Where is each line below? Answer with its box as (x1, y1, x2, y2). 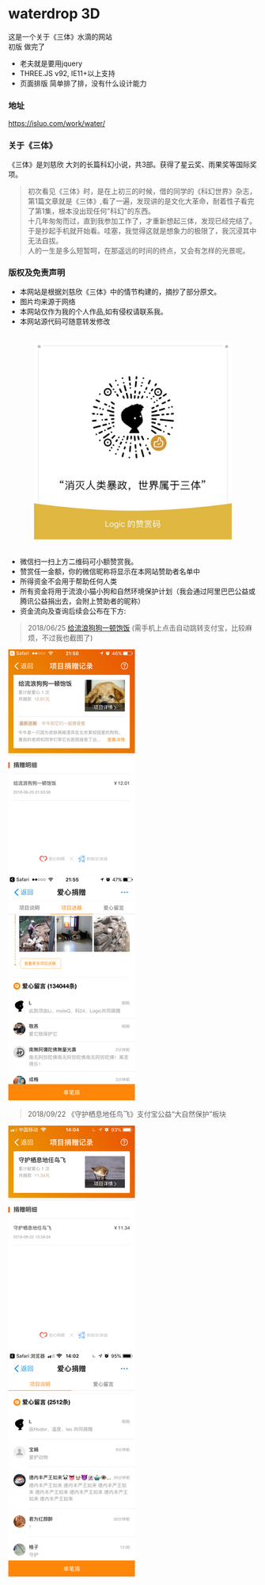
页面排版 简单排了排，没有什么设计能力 (19, 78, 147, 88)
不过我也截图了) (41, 633, 93, 642)
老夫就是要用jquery (19, 59, 83, 68)
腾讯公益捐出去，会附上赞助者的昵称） (19, 596, 145, 606)
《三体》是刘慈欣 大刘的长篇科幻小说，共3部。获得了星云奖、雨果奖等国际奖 (8, 159, 257, 169)
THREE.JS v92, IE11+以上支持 (19, 68, 115, 78)
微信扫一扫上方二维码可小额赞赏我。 (19, 556, 138, 566)
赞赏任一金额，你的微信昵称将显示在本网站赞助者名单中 (19, 566, 200, 576)
